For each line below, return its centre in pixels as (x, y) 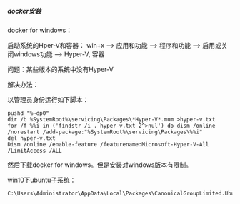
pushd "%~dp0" (29, 113)
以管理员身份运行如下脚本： (48, 99)
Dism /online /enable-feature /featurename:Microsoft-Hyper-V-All (108, 144)
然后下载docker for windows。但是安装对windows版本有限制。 (100, 165)
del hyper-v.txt (31, 138)
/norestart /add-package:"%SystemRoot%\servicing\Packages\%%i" (105, 132)
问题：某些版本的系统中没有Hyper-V (61, 69)
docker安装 (24, 11)
